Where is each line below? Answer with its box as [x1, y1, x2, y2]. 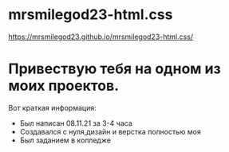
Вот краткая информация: [8, 103, 97, 112]
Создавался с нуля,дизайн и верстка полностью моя [19, 127, 201, 136]
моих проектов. [8, 77, 120, 95]
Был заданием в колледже [19, 135, 112, 145]
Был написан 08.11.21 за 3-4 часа [19, 118, 133, 128]
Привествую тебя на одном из [8, 60, 221, 78]
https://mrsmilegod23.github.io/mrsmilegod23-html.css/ [8, 32, 194, 41]
